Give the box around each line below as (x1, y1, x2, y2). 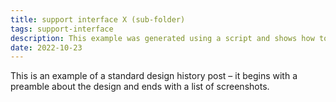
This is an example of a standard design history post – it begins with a (10, 70, 298, 82)
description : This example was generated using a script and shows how (10, 33, 315, 43)
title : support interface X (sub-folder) (10, 14, 186, 25)
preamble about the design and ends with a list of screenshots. (10, 81, 270, 93)
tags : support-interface (10, 24, 114, 34)
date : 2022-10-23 (10, 42, 83, 53)
